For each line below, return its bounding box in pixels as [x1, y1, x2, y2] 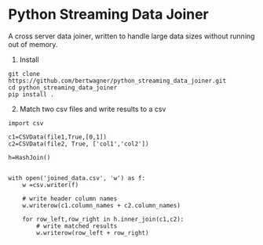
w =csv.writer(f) [22, 181, 79, 189]
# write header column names [22, 194, 118, 203]
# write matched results [36, 222, 118, 230]
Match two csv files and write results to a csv [19, 104, 166, 113]
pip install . [8, 90, 55, 99]
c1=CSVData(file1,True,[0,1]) [8, 133, 108, 141]
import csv [8, 119, 44, 127]
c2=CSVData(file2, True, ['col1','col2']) [8, 139, 149, 148]
